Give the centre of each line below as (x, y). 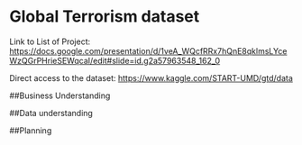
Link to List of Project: (50, 41)
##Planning (31, 130)
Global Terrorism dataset (105, 17)
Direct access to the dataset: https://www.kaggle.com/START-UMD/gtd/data (151, 77)
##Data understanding (51, 113)
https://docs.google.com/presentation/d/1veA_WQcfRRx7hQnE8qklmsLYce (148, 50)
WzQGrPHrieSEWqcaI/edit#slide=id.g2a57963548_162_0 (115, 60)
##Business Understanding (60, 95)
